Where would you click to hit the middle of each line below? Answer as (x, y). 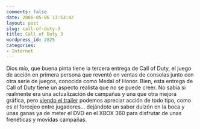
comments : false (27, 12)
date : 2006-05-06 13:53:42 (40, 17)
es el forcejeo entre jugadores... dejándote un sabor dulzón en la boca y (95, 107)
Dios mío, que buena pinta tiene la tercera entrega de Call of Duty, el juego (99, 68)
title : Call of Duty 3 (35, 34)
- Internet (20, 51)
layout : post (23, 23)
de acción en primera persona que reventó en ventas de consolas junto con (100, 74)
